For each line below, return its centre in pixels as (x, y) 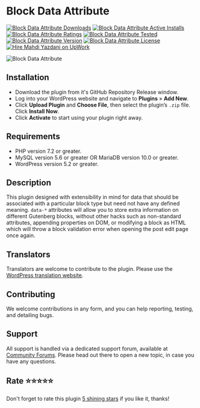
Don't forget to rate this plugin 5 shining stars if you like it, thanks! (88, 398)
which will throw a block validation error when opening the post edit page (97, 229)
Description (29, 183)
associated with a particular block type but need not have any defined (93, 203)
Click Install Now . (37, 111)
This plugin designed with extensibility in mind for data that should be (92, 197)
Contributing (31, 294)
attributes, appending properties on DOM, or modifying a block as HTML (96, 223)
